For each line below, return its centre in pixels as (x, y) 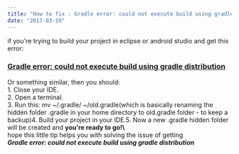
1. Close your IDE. (33, 89)
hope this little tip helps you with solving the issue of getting (95, 135)
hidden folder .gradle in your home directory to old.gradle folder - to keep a (118, 112)
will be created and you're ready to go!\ (66, 127)
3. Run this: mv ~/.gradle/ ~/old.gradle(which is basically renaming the (110, 104)
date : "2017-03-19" (36, 21)
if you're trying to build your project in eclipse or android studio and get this (118, 40)
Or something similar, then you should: (64, 82)
